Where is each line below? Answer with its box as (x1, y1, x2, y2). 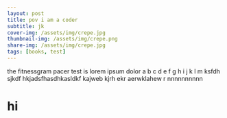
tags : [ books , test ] (7, 49, 67, 56)
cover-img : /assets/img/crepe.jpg (7, 29, 106, 36)
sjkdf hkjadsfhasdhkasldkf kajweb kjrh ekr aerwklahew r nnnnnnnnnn (7, 74, 204, 82)
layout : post (7, 10, 45, 17)
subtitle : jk (7, 23, 45, 29)
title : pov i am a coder (7, 16, 78, 23)
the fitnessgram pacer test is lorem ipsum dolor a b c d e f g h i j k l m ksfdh (7, 67, 221, 75)
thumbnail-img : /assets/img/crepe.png (7, 36, 118, 43)
